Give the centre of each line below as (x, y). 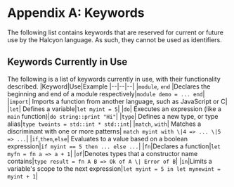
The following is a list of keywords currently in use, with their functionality (114, 79)
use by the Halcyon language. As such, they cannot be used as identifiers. (115, 39)
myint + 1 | (23, 176)
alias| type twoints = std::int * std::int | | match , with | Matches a (104, 124)
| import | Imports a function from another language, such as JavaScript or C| (117, 101)
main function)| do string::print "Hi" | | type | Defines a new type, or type (113, 116)
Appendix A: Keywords (76, 13)
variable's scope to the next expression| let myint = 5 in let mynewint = (114, 168)
